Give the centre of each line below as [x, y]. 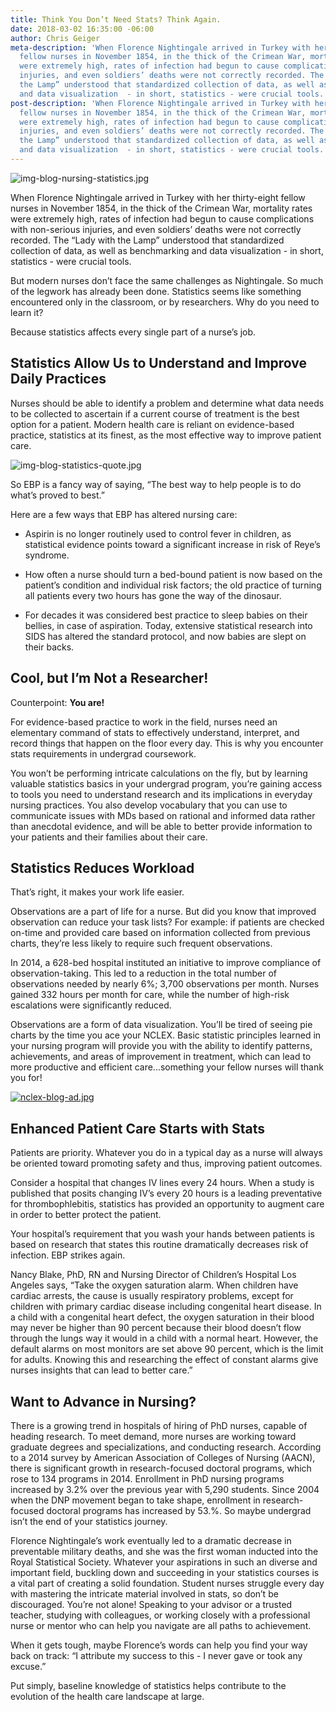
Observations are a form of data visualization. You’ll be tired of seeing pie [161, 1025]
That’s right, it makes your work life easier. [97, 892]
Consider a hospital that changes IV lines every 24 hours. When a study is [162, 1183]
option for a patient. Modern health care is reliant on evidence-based [152, 424]
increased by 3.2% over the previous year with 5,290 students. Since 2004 [165, 1489]
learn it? [27, 312]
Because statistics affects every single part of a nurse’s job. [133, 332]
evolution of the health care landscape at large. [107, 1696]
